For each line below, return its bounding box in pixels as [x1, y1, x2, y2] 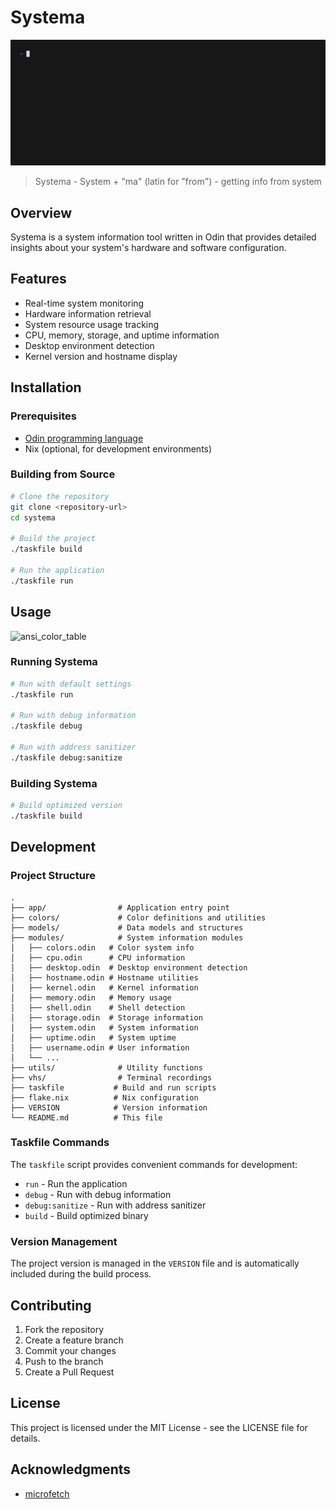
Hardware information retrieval [24, 307, 152, 320]
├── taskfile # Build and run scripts [10, 1082, 217, 1093]
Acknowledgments [10, 1461, 132, 1478]
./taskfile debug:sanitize [10, 752, 123, 763]
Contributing [10, 1297, 92, 1314]
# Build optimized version [10, 801, 123, 811]
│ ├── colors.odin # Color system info [10, 942, 195, 953]
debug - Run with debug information [24, 1188, 172, 1200]
